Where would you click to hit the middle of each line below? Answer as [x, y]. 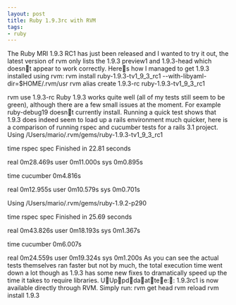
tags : [15, 27]
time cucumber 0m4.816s [44, 176]
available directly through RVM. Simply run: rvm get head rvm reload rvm [113, 288]
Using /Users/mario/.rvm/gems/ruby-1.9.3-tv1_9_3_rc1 [85, 135]
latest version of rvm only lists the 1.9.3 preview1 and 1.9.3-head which [110, 61]
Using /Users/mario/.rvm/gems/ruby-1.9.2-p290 [77, 203]
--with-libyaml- [185, 76]
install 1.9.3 [24, 295]
